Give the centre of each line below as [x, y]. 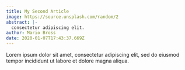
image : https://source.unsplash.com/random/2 [62, 17]
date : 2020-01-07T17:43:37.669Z [45, 38]
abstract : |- [22, 22]
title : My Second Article [37, 11]
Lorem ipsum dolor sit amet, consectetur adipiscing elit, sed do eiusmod [93, 55]
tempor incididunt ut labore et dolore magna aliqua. [68, 61]
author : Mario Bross [31, 33]
